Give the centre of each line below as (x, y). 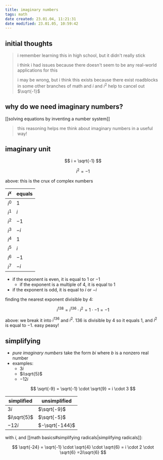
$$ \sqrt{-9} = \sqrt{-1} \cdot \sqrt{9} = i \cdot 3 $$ (83, 389)
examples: (23, 364)
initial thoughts (29, 43)
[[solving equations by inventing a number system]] (58, 119)
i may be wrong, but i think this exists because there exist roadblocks (87, 80)
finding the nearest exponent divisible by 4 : (49, 299)
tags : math (16, 14)
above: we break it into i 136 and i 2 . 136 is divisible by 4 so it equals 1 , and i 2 (81, 320)
